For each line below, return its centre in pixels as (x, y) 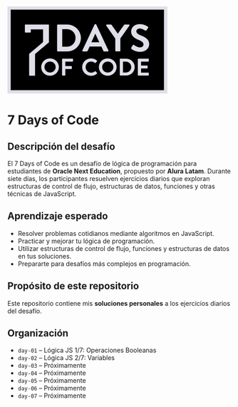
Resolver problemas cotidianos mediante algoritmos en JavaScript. (116, 233)
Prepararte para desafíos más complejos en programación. (104, 264)
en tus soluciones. (45, 256)
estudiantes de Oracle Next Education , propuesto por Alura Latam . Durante (119, 171)
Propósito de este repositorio (73, 286)
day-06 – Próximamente (52, 388)
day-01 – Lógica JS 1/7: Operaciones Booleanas (87, 350)
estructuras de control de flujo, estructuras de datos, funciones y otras (111, 186)
